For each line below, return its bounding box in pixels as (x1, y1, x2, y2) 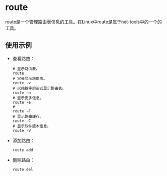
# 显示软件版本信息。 (12, 123, 51, 129)
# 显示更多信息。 (12, 95, 44, 100)
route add (12, 147, 34, 152)
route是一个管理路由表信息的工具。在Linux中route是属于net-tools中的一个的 (5, 19, 162, 25)
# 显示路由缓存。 (12, 114, 44, 119)
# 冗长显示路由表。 (12, 76, 48, 81)
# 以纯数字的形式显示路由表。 (12, 86, 66, 91)
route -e (12, 100, 31, 105)
